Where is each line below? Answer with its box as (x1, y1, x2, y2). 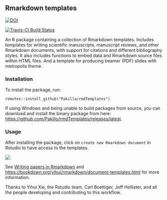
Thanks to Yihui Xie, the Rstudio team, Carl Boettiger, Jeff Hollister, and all (5, 184, 157, 190)
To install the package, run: (5, 87, 61, 93)
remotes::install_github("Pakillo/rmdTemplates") (5, 97, 111, 102)
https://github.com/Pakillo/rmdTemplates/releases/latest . (5, 116, 123, 122)
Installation (5, 75, 33, 82)
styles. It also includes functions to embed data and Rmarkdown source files (5, 52, 162, 58)
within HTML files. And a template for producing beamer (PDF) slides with (5, 57, 157, 64)
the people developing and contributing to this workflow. (5, 190, 121, 196)
